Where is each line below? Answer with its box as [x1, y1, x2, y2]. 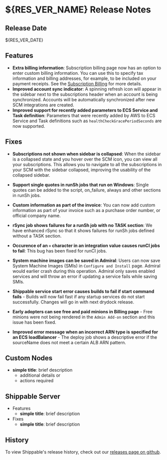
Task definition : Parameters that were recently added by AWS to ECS [12, 112, 156, 118]
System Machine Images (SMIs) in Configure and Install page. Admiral [12, 262, 161, 268]
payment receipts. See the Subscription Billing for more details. [12, 80, 142, 86]
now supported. [12, 123, 45, 129]
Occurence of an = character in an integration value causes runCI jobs [12, 242, 161, 248]
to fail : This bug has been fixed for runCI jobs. [12, 247, 107, 253]
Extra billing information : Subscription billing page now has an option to [12, 64, 161, 71]
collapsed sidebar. [12, 172, 50, 178]
